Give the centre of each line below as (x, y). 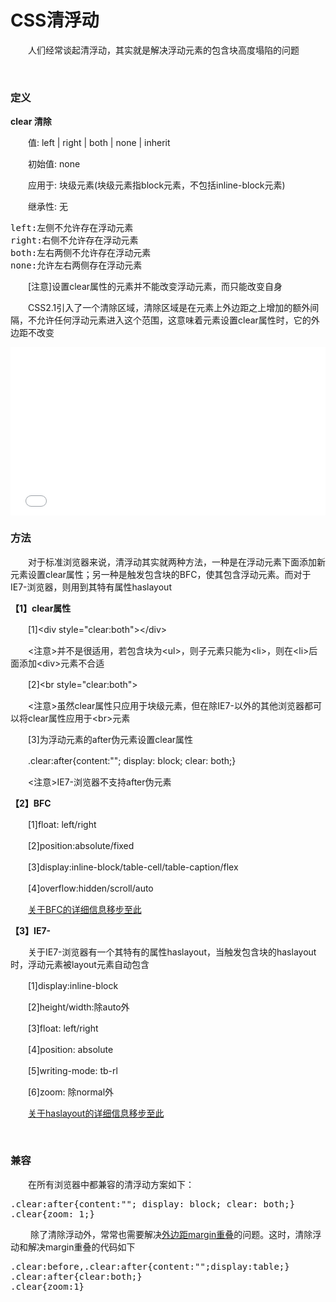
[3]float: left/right (63, 1028)
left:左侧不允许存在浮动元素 (72, 228)
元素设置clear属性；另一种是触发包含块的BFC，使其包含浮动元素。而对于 (161, 574)
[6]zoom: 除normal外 (71, 1092)
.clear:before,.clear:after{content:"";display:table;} (150, 1266)
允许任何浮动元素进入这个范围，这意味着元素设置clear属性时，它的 (174, 320)
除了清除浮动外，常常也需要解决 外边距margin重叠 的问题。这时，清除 (171, 1234)
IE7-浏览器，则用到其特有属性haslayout (91, 587)
